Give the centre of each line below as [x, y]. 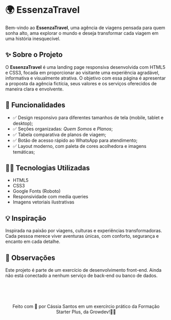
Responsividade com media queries [50, 197]
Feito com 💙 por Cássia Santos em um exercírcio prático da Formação [86, 306]
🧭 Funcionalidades [35, 105]
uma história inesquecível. [33, 39]
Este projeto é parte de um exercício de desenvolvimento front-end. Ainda [83, 270]
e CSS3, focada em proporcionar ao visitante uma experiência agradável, [82, 72]
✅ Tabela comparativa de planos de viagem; [59, 135]
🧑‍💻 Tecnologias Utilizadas [48, 168]
